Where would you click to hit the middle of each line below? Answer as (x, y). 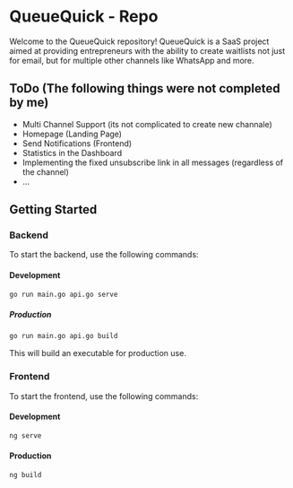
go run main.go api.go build (64, 336)
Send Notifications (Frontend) (77, 143)
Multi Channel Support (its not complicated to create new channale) (147, 124)
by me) (29, 103)
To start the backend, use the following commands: (104, 255)
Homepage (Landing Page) (72, 134)
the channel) (46, 171)
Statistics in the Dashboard (72, 152)
